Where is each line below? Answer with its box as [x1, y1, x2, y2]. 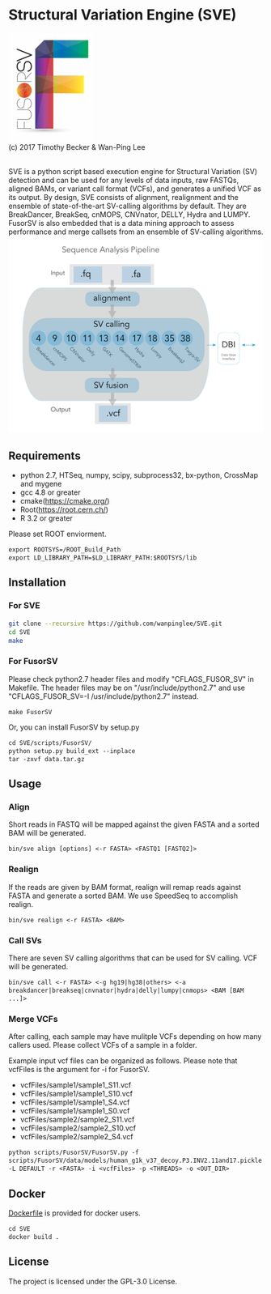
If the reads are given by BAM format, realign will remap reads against [8, 882, 241, 892]
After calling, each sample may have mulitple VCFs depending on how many [8, 1032, 262, 1041]
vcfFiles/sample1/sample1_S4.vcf [19, 1097, 130, 1107]
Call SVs [8, 934, 42, 946]
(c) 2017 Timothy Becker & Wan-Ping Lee [8, 142, 146, 151]
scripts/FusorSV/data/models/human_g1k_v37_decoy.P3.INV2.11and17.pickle [8, 1156, 263, 1165]
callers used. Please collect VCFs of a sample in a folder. [8, 1041, 197, 1050]
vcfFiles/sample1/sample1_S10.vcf [19, 1089, 133, 1099]
